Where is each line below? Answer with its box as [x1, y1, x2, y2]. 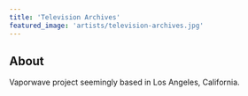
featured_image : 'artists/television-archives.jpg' [9, 21, 204, 30]
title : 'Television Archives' [9, 12, 121, 22]
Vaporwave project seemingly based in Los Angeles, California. [9, 77, 241, 88]
